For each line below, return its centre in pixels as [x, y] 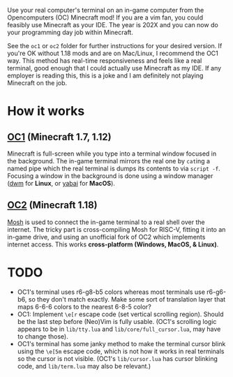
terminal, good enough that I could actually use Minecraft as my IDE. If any [114, 68]
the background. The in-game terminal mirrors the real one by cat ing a [109, 161]
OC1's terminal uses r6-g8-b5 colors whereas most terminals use [111, 292]
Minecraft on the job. [37, 83]
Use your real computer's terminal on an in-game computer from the [106, 10]
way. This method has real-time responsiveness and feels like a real [105, 61]
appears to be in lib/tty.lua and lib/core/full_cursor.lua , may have [119, 329]
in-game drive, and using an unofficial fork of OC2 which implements [106, 237]
